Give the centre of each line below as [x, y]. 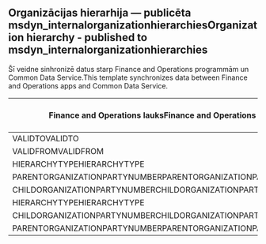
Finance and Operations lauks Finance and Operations [152, 115]
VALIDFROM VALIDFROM [58, 151]
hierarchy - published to [87, 38]
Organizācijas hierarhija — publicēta [100, 13]
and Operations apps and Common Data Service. [88, 85]
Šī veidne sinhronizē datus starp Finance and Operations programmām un [129, 69]
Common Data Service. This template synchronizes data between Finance [128, 77]
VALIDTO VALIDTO [46, 138]
